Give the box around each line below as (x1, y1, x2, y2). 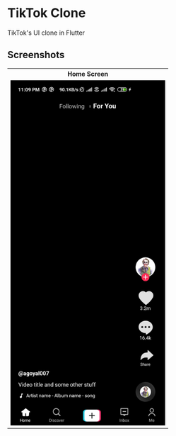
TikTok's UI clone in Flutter (7, 28, 86, 37)
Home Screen (66, 69, 109, 79)
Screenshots (7, 49, 65, 61)
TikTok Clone (7, 5, 86, 21)
